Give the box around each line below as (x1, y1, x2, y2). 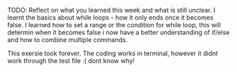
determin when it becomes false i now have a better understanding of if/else (7, 28, 230, 36)
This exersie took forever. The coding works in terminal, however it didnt (7, 49, 218, 57)
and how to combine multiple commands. (7, 36, 128, 44)
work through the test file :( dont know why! (7, 57, 135, 65)
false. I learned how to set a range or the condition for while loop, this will (7, 21, 221, 29)
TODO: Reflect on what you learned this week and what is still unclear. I (7, 6, 216, 14)
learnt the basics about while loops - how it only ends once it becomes (7, 13, 214, 22)
